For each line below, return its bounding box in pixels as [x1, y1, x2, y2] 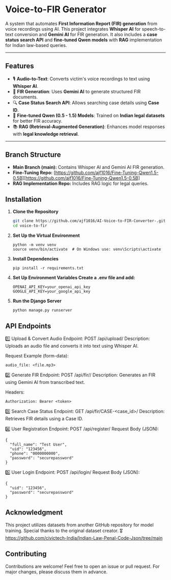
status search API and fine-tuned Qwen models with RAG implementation [5, 37, 162, 43]
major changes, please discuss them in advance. [5, 568, 108, 575]
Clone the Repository [12, 208, 59, 215]
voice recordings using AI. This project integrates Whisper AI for [5, 26, 141, 32]
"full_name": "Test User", [10, 442, 67, 447]
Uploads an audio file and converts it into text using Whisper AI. [5, 343, 139, 349]
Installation [5, 195, 42, 204]
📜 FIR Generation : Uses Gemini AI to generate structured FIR [12, 88, 141, 94]
